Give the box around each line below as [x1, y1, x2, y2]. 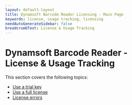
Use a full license [12, 89, 48, 95]
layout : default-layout [5, 7, 55, 12]
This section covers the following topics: [5, 74, 88, 80]
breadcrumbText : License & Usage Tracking [5, 26, 95, 31]
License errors [12, 95, 42, 101]
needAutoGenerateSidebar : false [5, 21, 72, 26]
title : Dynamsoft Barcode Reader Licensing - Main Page [5, 12, 124, 17]
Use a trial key [12, 84, 42, 90]
